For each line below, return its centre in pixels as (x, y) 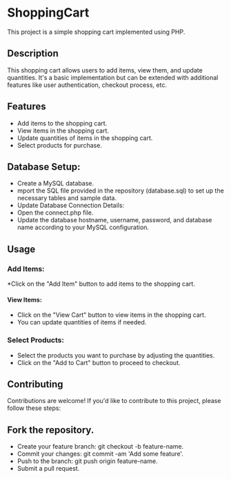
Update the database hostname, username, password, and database (114, 220)
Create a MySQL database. (56, 184)
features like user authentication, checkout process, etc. (87, 85)
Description (33, 53)
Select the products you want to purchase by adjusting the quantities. (116, 355)
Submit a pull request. (48, 469)
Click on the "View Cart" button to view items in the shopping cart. (111, 315)
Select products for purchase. (59, 145)
